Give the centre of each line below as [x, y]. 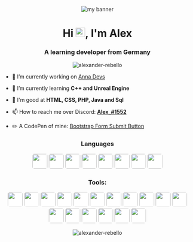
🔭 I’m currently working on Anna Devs [59, 77]
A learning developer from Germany [97, 52]
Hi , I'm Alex [97, 34]
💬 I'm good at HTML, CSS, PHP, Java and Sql [68, 100]
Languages [97, 144]
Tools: [97, 182]
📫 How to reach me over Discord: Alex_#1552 [69, 112]
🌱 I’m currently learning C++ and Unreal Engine [71, 88]
